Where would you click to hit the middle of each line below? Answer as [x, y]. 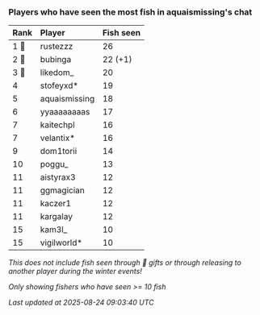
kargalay [56, 217]
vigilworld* [61, 242]
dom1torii [59, 151]
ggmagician [62, 190]
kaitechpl [57, 125]
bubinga [56, 60]
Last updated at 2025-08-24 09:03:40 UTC [82, 303]
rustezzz [57, 47]
